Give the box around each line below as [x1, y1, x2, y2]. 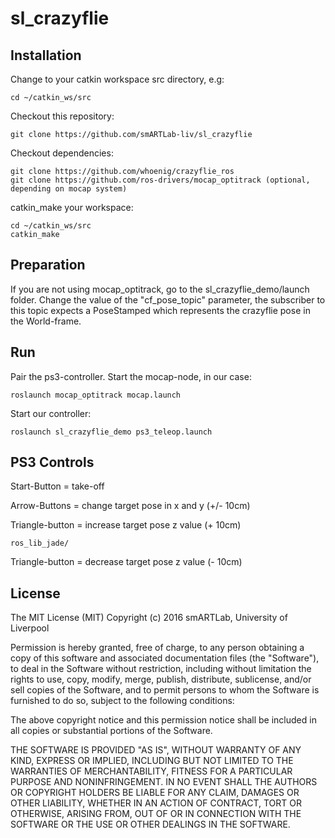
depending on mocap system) [10, 184, 128, 194]
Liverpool [10, 622, 50, 634]
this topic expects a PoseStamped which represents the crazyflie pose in [10, 304, 311, 316]
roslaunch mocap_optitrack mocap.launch [10, 390, 182, 400]
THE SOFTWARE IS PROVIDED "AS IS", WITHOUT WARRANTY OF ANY [10, 744, 302, 756]
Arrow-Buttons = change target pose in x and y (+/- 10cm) [10, 500, 251, 512]
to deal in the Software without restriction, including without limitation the [10, 663, 312, 675]
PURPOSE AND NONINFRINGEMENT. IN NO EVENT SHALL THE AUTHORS [10, 776, 318, 788]
